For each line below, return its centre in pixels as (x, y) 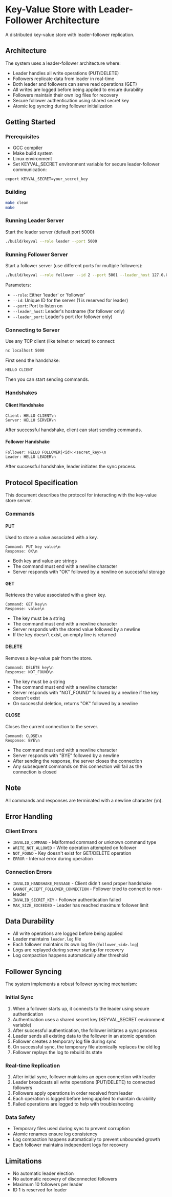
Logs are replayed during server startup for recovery (68, 950)
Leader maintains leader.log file (47, 939)
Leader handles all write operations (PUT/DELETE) (66, 73)
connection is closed (35, 771)
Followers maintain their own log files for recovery (66, 95)
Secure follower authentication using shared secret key (71, 100)
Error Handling (29, 816)
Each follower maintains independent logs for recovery (70, 1145)
